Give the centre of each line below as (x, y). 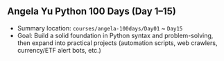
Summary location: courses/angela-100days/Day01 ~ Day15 (100, 28)
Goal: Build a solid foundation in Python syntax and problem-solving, (115, 35)
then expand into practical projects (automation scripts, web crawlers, (117, 43)
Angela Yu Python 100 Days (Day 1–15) (92, 11)
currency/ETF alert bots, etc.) (59, 50)
